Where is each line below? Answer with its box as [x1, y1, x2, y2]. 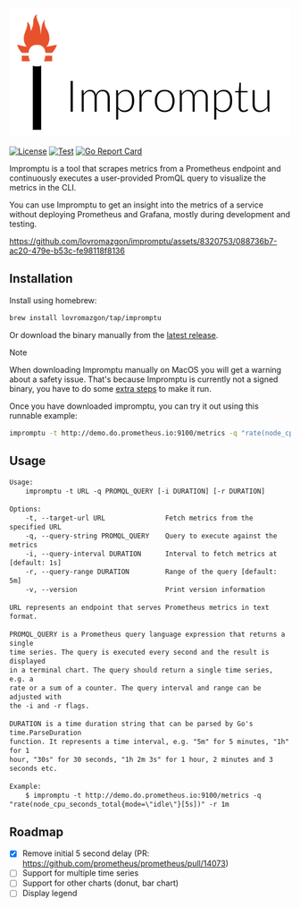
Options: [9, 504, 42, 514]
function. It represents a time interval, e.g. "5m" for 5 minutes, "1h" [9, 737, 290, 747]
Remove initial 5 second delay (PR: [21, 848, 150, 859]
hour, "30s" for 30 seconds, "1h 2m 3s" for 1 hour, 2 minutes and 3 [9, 755, 274, 765]
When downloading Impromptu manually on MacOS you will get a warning [9, 364, 282, 375]
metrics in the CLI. [9, 182, 77, 193]
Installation [9, 271, 73, 286]
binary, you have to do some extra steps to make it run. [9, 383, 212, 394]
